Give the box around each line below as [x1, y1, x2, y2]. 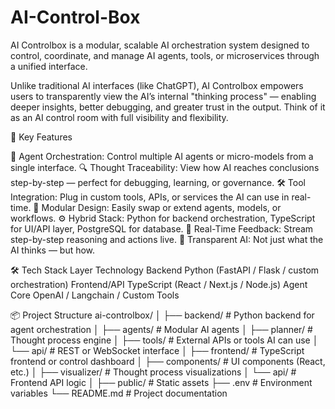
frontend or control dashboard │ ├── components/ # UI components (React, [10, 355, 326, 367]
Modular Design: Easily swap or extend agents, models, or [41, 201, 282, 213]
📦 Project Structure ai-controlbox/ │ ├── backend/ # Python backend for [10, 309, 315, 321]
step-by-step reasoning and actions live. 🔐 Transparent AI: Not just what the [10, 233, 324, 245]
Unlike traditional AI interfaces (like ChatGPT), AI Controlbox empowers [10, 79, 304, 91]
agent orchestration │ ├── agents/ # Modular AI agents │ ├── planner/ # [10, 323, 313, 335]
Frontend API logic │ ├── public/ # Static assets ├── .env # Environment [10, 376, 313, 388]
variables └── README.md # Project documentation [10, 387, 228, 399]
